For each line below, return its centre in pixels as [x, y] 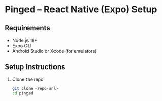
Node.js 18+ [25, 40]
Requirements [28, 28]
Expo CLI [22, 46]
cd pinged [23, 93]
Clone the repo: [29, 79]
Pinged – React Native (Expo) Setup [81, 9]
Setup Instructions [35, 67]
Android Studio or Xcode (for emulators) [54, 51]
